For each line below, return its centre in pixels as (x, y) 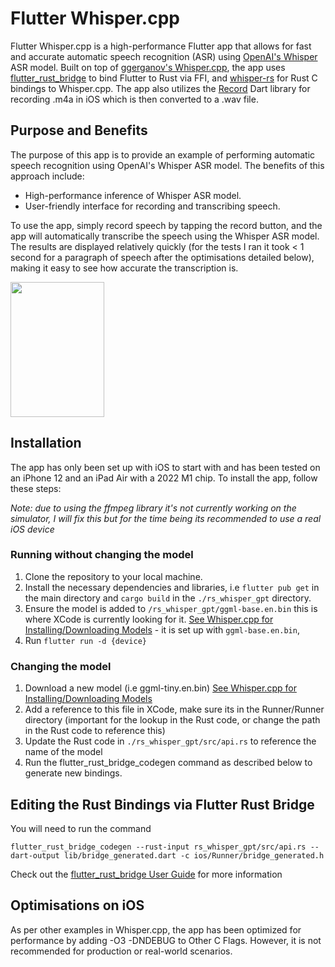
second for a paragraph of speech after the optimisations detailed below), (162, 257)
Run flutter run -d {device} (85, 640)
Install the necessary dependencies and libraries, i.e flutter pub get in (172, 587)
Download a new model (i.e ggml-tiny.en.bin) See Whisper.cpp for (160, 688)
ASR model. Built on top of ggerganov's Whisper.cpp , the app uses (148, 67)
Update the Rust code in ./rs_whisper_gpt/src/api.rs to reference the (170, 741)
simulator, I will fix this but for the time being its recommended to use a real (166, 518)
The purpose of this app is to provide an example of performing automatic (163, 154)
